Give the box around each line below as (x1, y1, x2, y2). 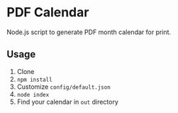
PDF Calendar (6, 4, 89, 21)
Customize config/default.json (16, 82, 111, 91)
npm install (16, 76, 52, 83)
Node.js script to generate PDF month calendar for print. (6, 28, 172, 36)
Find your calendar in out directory (16, 97, 118, 106)
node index (16, 91, 50, 98)
